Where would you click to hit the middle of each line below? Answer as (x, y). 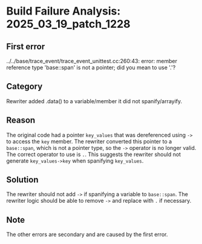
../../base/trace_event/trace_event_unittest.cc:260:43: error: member (92, 61)
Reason (21, 120)
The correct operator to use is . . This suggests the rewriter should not (94, 154)
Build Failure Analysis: (64, 11)
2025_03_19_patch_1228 (69, 24)
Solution (22, 180)
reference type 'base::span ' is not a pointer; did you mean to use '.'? (91, 67)
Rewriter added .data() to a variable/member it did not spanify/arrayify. (94, 101)
